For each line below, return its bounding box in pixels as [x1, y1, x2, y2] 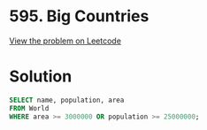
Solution [9, 66, 73, 87]
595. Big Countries [9, 6, 149, 27]
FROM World [9, 103, 50, 112]
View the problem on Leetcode [9, 35, 122, 46]
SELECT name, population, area [9, 96, 125, 104]
